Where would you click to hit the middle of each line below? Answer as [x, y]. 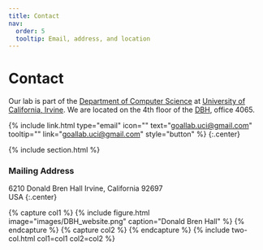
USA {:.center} [33, 197]
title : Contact [34, 16]
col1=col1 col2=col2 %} [76, 239]
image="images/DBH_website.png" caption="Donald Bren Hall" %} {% [127, 222]
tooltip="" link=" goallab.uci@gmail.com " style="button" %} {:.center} [125, 134]
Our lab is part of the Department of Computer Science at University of [127, 101]
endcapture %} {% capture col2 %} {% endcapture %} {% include [119, 230]
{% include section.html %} [54, 150]
